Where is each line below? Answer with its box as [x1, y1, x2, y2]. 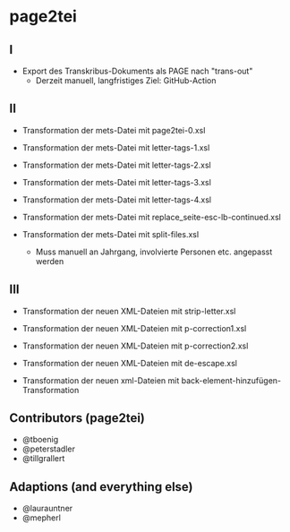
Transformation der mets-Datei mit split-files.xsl [21, 228, 200, 239]
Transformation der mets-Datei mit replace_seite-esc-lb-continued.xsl [21, 211, 282, 222]
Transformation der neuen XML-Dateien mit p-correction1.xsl [21, 322, 247, 333]
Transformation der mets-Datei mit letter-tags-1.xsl [21, 142, 210, 153]
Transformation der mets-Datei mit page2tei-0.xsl [21, 124, 206, 135]
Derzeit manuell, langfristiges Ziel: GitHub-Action [35, 75, 217, 86]
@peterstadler [21, 443, 76, 454]
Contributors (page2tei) [9, 410, 146, 426]
